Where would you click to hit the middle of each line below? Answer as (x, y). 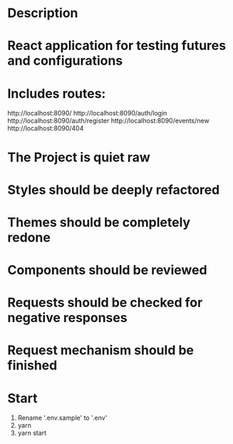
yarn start (32, 433)
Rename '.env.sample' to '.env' (62, 418)
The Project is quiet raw (79, 157)
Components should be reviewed (108, 270)
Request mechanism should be (101, 350)
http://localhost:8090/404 (46, 128)
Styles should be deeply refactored (114, 190)
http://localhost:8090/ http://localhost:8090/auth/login (87, 113)
